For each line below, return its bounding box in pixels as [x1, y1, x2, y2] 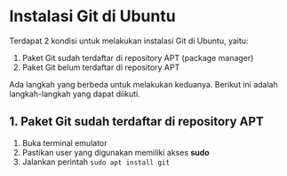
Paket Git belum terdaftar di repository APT [21, 62, 180, 73]
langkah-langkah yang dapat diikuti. [9, 88, 140, 99]
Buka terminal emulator [21, 137, 108, 148]
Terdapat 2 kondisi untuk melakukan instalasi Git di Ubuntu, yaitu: [9, 35, 249, 46]
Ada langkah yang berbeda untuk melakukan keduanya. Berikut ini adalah [9, 79, 278, 89]
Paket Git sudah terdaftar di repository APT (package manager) [21, 52, 254, 63]
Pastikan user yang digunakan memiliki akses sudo [21, 147, 211, 157]
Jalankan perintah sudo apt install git [21, 157, 171, 167]
